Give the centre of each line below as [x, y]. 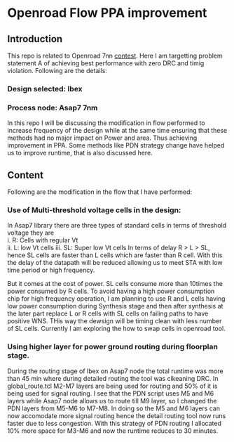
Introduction [35, 39]
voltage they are [31, 233]
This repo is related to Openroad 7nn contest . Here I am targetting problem [115, 56]
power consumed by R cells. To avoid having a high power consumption [111, 291]
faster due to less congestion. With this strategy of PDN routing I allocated [115, 423]
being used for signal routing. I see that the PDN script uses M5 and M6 [111, 393]
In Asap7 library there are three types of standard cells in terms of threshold [117, 226]
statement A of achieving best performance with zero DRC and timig [106, 63]
